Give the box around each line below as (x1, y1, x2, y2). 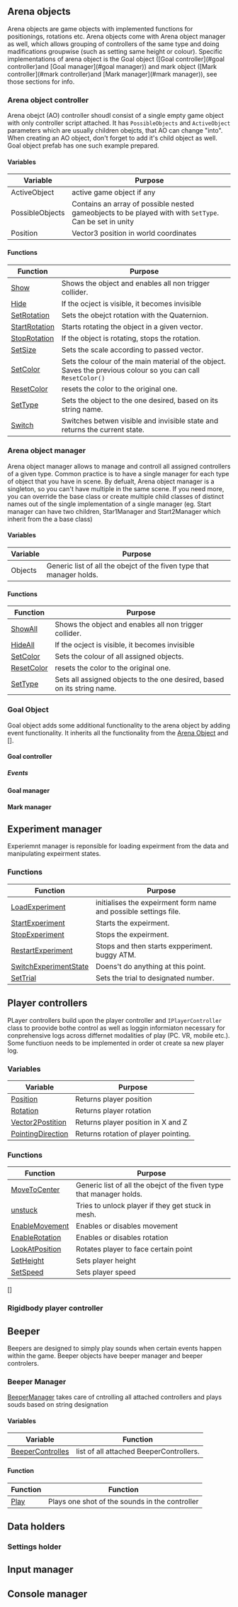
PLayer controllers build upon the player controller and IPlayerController (7, 1016, 222, 1024)
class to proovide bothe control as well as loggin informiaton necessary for (7, 1024, 225, 1032)
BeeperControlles (11, 1447, 69, 1457)
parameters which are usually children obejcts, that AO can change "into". (7, 126, 223, 135)
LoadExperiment (11, 901, 66, 911)
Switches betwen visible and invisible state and (61, 415, 218, 425)
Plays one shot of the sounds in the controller (48, 1496, 199, 1506)
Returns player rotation (75, 1105, 152, 1115)
